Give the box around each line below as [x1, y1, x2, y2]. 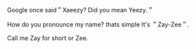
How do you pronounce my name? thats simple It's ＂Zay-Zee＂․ [7, 20, 190, 29]
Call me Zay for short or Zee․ [7, 34, 88, 42]
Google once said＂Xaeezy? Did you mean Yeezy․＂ [7, 6, 154, 14]
